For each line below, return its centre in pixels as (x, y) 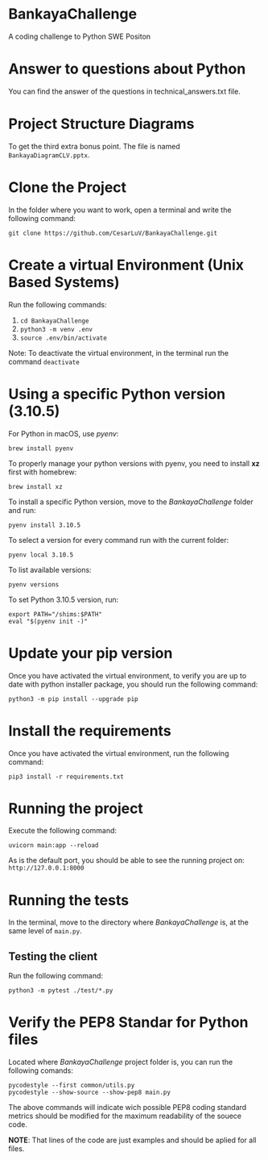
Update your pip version (91, 653)
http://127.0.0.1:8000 (46, 868)
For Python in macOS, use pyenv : (64, 433)
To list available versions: (50, 570)
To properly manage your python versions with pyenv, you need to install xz (134, 463)
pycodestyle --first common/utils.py (72, 1086)
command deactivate (44, 361)
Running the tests (69, 900)
